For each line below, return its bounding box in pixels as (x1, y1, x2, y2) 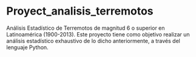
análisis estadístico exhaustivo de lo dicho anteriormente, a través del (6, 37, 180, 44)
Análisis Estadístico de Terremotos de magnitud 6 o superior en (6, 24, 165, 32)
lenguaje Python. (6, 44, 49, 51)
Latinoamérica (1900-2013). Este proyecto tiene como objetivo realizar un (6, 30, 190, 38)
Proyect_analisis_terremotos (6, 4, 154, 18)
